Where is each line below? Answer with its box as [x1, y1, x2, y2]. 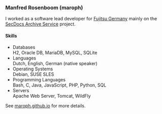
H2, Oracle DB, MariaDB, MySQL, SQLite [12, 49, 98, 55]
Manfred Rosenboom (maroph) [5, 4, 83, 11]
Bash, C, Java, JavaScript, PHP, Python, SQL [12, 82, 107, 88]
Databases [12, 44, 36, 50]
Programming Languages [12, 76, 66, 82]
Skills [5, 33, 17, 39]
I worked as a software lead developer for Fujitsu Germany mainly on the [5, 16, 157, 22]
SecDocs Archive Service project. [5, 21, 76, 27]
